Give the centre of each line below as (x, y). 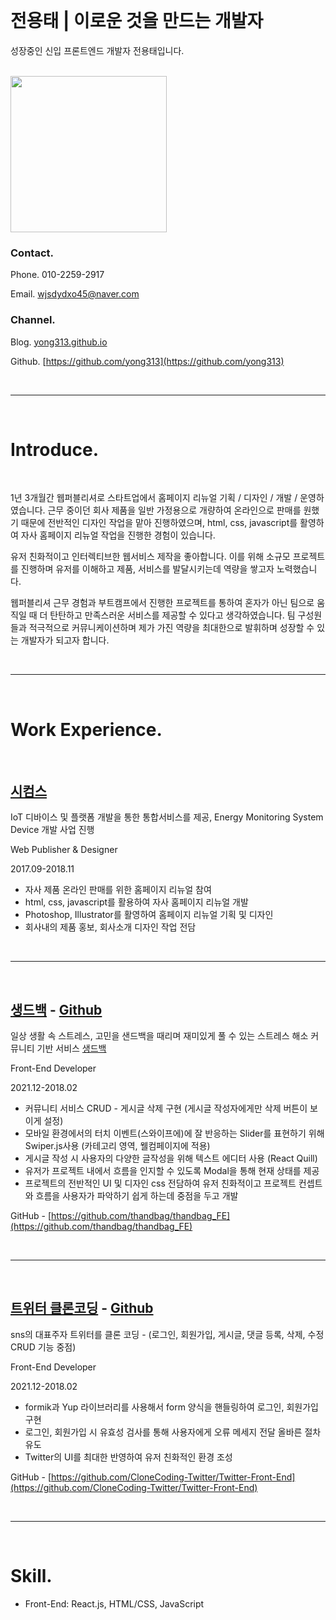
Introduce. (55, 449)
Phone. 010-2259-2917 (57, 275)
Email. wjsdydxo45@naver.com (75, 294)
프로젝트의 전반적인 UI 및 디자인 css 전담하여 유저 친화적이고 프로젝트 (160, 1183)
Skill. (31, 1576)
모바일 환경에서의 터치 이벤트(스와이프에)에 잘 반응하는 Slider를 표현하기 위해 (174, 1133)
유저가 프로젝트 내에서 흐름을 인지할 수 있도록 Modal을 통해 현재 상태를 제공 (172, 1171)
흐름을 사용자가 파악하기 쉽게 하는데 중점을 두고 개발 (137, 1196)
